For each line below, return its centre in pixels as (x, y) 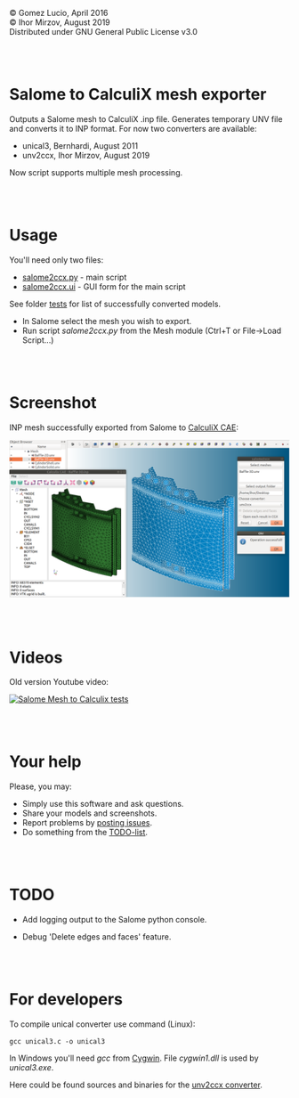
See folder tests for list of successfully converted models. (115, 304)
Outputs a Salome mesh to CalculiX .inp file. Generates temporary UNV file (146, 118)
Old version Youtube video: (59, 682)
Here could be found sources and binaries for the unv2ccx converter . (136, 1085)
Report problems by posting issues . (87, 823)
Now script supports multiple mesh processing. (96, 172)
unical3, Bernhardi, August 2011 (80, 145)
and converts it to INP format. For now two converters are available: (133, 128)
